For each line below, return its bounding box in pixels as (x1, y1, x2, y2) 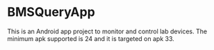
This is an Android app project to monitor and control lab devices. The (7, 27, 207, 35)
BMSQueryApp (7, 4, 95, 20)
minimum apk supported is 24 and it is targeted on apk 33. (7, 34, 175, 42)
